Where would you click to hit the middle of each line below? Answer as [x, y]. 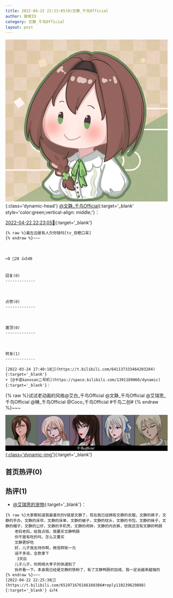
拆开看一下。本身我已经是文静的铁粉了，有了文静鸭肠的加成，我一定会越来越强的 [88, 570]
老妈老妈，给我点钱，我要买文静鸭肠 [47, 532]
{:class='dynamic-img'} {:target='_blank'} [49, 455]
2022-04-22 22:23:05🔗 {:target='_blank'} [49, 223]
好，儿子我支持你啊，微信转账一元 [45, 548]
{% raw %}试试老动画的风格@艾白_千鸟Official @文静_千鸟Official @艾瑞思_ [86, 395]
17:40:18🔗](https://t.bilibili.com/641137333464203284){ [94, 369]
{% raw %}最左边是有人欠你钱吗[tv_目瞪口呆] [48, 233]
